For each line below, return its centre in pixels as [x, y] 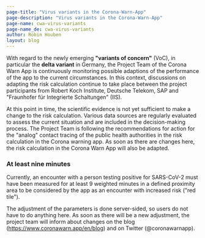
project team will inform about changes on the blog [71, 222]
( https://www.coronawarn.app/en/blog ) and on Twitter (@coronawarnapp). [101, 228]
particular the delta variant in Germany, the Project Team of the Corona [96, 64]
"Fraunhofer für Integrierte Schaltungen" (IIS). [64, 97]
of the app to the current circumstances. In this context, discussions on [96, 78]
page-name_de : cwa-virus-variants [50, 29]
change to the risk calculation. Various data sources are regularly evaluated [102, 115]
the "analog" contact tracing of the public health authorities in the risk [94, 135]
